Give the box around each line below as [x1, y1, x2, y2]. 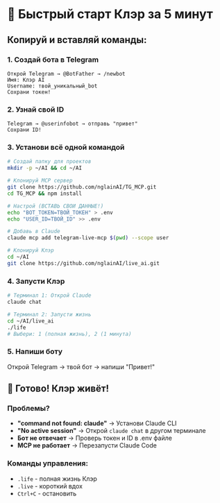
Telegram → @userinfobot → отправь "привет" [7, 121, 138, 128]
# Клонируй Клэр [7, 247, 54, 254]
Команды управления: [7, 459, 89, 468]
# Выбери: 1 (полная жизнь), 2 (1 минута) [7, 330, 132, 337]
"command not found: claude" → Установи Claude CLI [17, 419, 177, 427]
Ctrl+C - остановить [17, 489, 77, 497]
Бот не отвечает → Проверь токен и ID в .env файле [17, 434, 172, 443]
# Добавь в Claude [7, 228, 60, 235]
